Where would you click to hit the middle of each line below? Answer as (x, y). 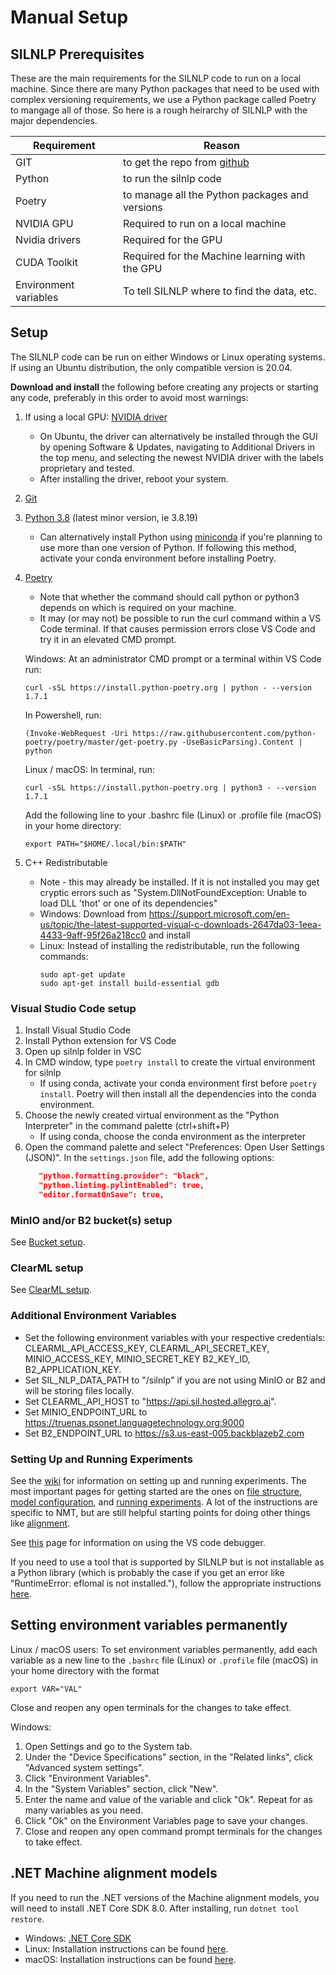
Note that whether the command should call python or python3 (169, 597)
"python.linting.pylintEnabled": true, (121, 1185)
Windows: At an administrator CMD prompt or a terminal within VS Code (173, 658)
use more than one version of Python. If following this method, (168, 547)
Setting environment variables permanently (149, 1625)
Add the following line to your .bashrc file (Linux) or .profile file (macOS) (173, 815)
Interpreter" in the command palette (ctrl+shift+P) (127, 1126)
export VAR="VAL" (46, 1689)
